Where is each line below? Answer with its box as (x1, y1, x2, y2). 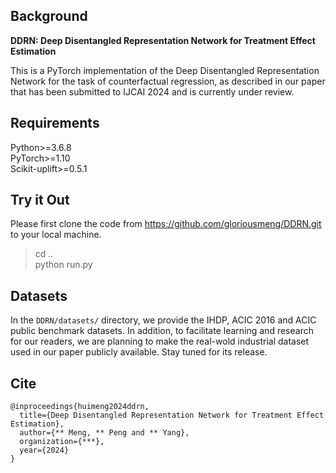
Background (10, 8, 88, 25)
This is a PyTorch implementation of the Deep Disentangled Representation (10, 64, 320, 76)
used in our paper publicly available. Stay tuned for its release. (10, 346, 268, 358)
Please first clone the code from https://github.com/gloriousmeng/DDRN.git (10, 218, 322, 230)
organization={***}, (19, 437, 105, 447)
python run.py (34, 259, 93, 271)
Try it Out (10, 192, 70, 209)
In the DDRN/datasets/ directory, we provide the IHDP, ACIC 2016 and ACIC (10, 314, 317, 326)
